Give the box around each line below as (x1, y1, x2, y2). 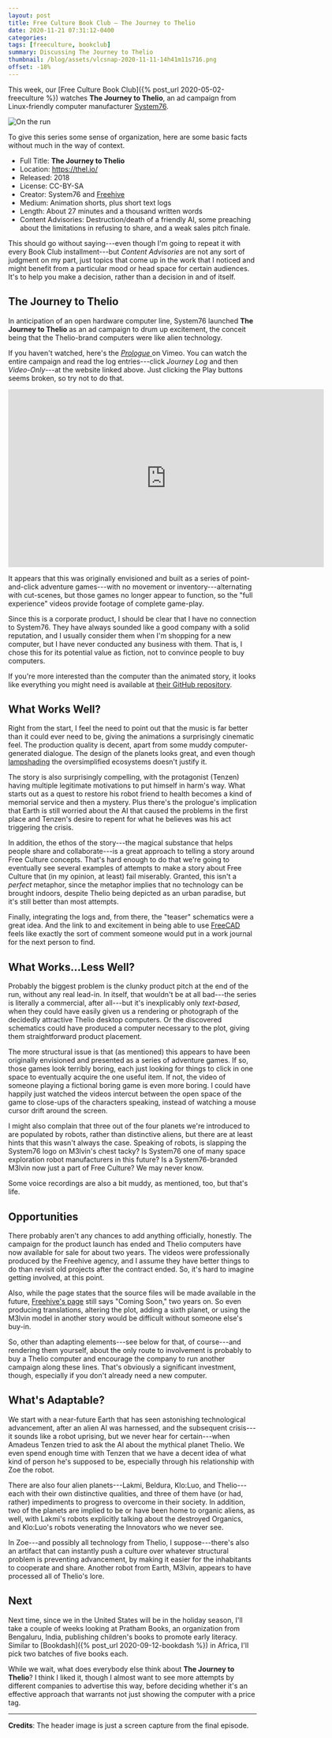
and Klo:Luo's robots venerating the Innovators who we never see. (8, 1522, 224, 1532)
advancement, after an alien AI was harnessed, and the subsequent (8, 1423, 228, 1432)
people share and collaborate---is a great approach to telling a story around (8, 847, 255, 856)
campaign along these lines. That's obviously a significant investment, (8, 1362, 237, 1372)
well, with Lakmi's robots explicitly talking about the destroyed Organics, (8, 1513, 244, 1523)
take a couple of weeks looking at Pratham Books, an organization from (8, 1623, 241, 1633)
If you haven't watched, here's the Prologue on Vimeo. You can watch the (8, 348, 248, 357)
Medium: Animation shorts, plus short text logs (19, 198, 172, 207)
